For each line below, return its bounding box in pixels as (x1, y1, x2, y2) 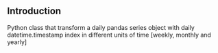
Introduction (7, 5, 62, 17)
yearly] (7, 37, 27, 46)
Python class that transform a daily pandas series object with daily (7, 23, 195, 31)
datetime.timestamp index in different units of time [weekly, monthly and (7, 31, 211, 39)
